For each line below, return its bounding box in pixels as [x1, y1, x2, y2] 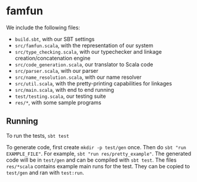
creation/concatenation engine [14, 54, 91, 61]
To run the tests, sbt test [6, 132, 70, 139]
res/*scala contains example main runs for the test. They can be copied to [6, 162, 190, 169]
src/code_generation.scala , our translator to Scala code [14, 61, 153, 68]
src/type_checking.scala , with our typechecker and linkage [14, 48, 162, 55]
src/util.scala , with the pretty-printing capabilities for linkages [14, 79, 172, 87]
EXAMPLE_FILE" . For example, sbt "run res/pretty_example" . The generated [6, 150, 192, 157]
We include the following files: [6, 24, 81, 31]
